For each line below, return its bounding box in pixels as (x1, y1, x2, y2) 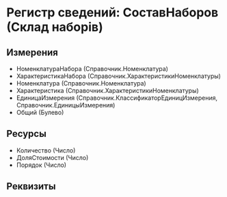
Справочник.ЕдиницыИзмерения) (16, 101, 116, 109)
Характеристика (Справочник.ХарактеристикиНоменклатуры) (16, 87, 199, 94)
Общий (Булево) (16, 108, 64, 116)
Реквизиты (6, 181, 56, 192)
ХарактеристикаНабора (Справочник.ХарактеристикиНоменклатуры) (16, 72, 222, 80)
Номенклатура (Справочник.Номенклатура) (16, 79, 146, 87)
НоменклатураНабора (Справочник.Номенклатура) (16, 65, 169, 73)
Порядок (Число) (16, 161, 66, 169)
